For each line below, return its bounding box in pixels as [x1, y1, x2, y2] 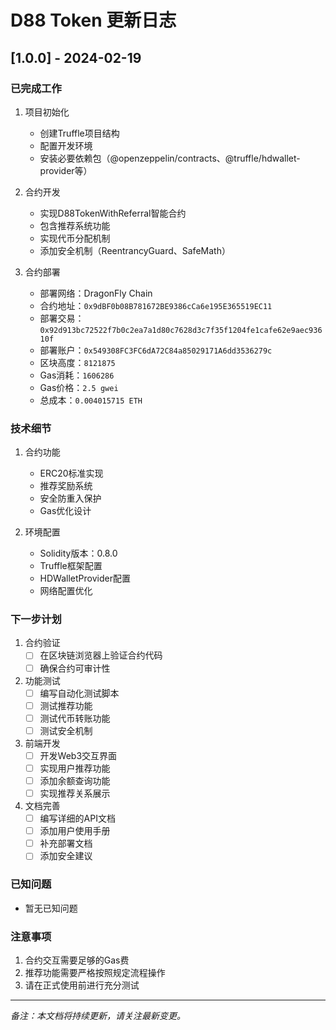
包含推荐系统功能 [39, 219, 111, 231]
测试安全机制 [39, 724, 93, 736]
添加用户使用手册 [39, 825, 111, 837]
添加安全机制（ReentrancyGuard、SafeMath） [39, 244, 231, 256]
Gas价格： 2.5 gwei [39, 381, 119, 393]
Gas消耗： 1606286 [39, 369, 115, 381]
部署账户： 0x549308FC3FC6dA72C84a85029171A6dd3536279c [39, 344, 273, 356]
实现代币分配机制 [39, 232, 111, 244]
